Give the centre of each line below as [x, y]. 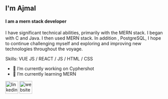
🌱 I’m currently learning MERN [44, 74]
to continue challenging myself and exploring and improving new [73, 43]
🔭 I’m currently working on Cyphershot [53, 69]
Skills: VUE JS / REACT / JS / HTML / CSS [49, 58]
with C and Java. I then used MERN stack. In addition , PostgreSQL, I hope [83, 38]
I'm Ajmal [21, 8]
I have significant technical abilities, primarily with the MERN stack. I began [84, 32]
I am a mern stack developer [36, 21]
